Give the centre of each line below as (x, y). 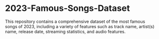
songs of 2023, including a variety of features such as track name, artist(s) (80, 26)
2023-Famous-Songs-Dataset (67, 8)
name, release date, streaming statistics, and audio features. (65, 31)
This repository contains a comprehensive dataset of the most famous (75, 21)
